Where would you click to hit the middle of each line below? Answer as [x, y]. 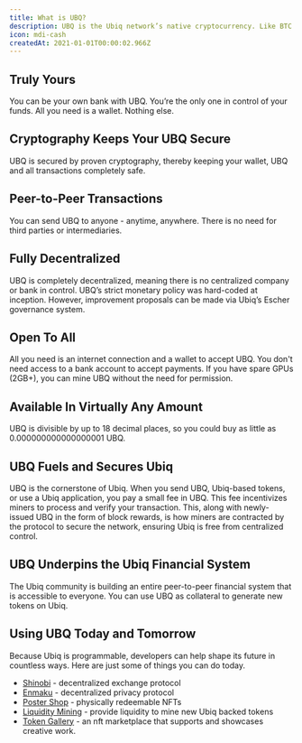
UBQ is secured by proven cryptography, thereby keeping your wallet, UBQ [149, 161]
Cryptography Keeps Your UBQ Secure [120, 139]
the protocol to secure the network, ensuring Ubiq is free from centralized [146, 526]
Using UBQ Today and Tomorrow [103, 634]
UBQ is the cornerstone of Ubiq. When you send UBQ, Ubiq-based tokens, [147, 488]
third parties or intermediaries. [66, 230]
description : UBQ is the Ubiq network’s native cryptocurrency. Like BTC [151, 26]
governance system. [47, 309]
